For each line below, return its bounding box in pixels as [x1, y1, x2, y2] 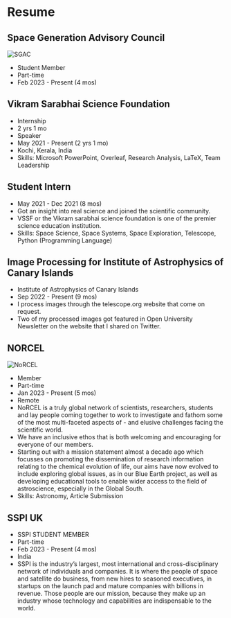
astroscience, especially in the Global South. [17, 484, 144, 493]
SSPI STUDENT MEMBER [17, 531, 90, 539]
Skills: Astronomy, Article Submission [17, 492, 123, 500]
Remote [17, 396, 40, 405]
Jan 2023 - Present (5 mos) [17, 389, 97, 397]
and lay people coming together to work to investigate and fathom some [17, 411, 223, 419]
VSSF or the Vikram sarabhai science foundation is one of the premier [17, 214, 216, 222]
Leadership [17, 161, 50, 169]
